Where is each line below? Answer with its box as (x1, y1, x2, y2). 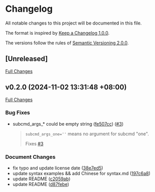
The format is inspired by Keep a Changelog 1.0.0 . (5, 30, 110, 36)
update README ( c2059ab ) (12, 176, 71, 182)
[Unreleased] (5, 55, 48, 63)
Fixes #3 (25, 140, 44, 147)
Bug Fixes (5, 109, 30, 116)
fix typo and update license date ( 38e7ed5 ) (12, 165, 103, 171)
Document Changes (5, 153, 56, 160)
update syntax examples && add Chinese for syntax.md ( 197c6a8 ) (12, 171, 151, 177)
